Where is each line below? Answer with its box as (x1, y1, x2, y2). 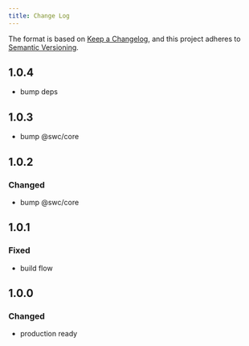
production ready (19, 329, 78, 339)
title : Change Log (8, 11, 70, 20)
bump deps (19, 87, 59, 97)
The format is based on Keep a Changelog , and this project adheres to (8, 34, 241, 43)
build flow (19, 263, 54, 273)
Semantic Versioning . (8, 42, 79, 52)
